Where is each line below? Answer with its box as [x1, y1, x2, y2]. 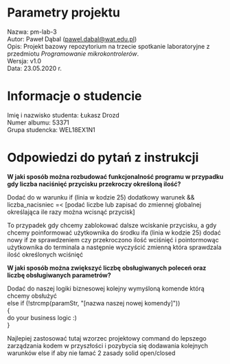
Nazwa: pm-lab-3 [7, 28, 57, 36]
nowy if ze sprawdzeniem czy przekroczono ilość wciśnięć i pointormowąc [7, 235, 219, 244]
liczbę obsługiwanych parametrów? [7, 270, 111, 279]
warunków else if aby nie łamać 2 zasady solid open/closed [7, 349, 176, 357]
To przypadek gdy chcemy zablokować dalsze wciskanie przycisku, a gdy [7, 221, 217, 229]
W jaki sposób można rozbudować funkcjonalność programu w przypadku [7, 172, 224, 180]
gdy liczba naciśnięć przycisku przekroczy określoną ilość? [7, 180, 181, 188]
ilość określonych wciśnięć [7, 250, 84, 259]
